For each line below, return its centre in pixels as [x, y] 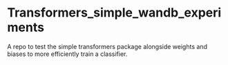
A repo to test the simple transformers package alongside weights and [107, 46]
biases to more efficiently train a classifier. [67, 54]
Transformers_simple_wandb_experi [114, 13]
